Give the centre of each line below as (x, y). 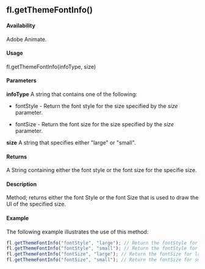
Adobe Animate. (27, 39)
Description (22, 184)
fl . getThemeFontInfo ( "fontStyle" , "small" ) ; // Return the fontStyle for (102, 249)
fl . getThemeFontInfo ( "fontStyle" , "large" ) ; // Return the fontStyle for (102, 243)
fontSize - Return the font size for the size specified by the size (94, 124)
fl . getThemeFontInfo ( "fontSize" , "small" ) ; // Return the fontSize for (99, 260)
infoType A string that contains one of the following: (72, 94)
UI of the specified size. (36, 204)
